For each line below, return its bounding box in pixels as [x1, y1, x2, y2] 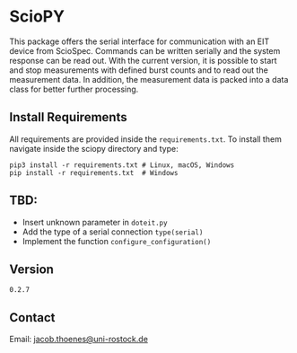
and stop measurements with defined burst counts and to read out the [9, 65, 269, 75]
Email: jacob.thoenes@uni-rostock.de [9, 334, 148, 345]
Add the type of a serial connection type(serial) [22, 226, 204, 237]
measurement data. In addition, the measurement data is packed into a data [9, 74, 289, 84]
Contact [9, 310, 56, 325]
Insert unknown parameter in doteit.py [22, 216, 168, 227]
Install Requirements [9, 110, 127, 125]
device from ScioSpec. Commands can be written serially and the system [9, 45, 281, 56]
